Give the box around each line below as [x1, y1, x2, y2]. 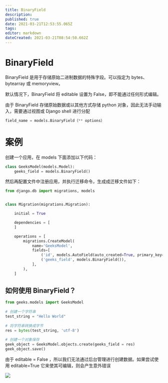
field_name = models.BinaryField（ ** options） [5, 118, 105, 123]
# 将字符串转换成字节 [5, 323, 43, 328]
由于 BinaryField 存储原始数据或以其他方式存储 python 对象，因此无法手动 [5, 101, 157, 108]
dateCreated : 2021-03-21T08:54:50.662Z [5, 36, 88, 41]
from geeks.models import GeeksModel [5, 300, 84, 305]
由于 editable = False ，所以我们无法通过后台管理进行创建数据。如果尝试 [5, 356, 154, 362]
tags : [5, 26, 16, 31]
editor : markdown [5, 31, 41, 36]
